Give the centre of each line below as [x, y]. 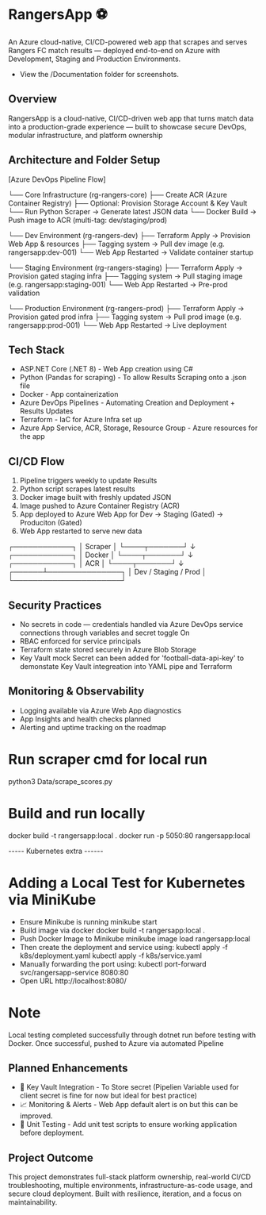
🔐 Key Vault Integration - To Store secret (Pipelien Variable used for [129, 1087]
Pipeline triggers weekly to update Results [88, 481]
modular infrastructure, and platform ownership [85, 135]
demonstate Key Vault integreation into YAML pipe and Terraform [126, 666]
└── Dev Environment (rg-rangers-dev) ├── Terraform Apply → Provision [129, 235]
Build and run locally [77, 813]
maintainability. [33, 1202]
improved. [36, 1116]
